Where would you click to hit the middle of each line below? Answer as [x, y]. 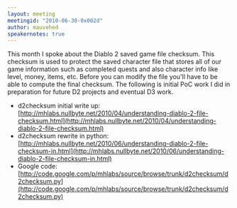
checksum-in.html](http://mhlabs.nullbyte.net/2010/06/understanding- [121, 151]
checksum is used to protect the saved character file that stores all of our [115, 62]
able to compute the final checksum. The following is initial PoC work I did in [119, 84]
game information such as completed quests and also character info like [113, 69]
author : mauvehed [33, 27]
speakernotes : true [36, 34]
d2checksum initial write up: [59, 106]
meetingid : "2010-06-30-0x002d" [55, 21]
